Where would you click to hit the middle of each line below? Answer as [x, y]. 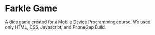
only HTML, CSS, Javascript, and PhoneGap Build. [56, 27]
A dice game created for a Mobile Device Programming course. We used [78, 22]
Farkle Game [31, 9]
